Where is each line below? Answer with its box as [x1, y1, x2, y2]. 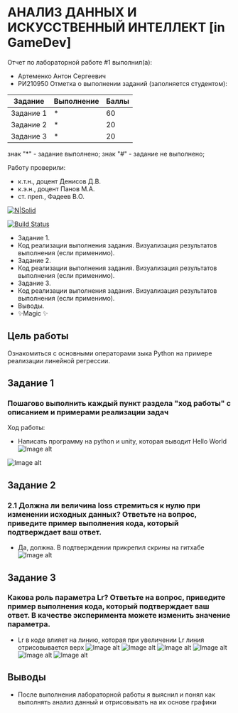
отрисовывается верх [17, 643, 85, 651]
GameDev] [7, 35, 72, 50]
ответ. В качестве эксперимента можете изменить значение [7, 611, 231, 621]
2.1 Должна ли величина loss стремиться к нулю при [7, 500, 200, 510]
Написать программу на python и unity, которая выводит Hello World [17, 437, 227, 446]
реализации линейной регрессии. [7, 356, 110, 365]
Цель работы [7, 330, 69, 342]
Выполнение [53, 96, 99, 106]
